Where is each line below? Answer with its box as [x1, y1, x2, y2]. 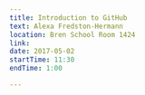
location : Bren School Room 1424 [9, 30, 136, 39]
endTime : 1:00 [9, 64, 63, 73]
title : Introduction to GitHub [9, 13, 128, 23]
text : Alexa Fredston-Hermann [9, 22, 124, 31]
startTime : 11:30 [9, 55, 75, 64]
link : [9, 38, 30, 48]
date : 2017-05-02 [9, 47, 75, 56]
